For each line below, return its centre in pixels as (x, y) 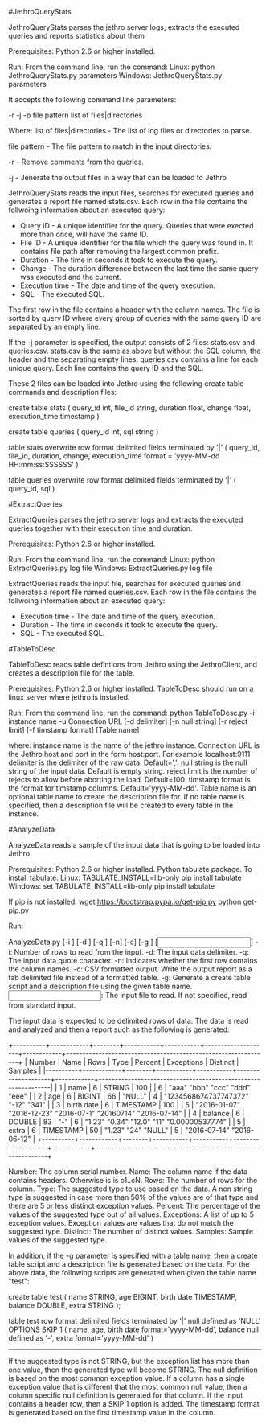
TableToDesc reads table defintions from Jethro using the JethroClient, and (133, 664)
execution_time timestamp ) (54, 416)
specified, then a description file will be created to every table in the (121, 805)
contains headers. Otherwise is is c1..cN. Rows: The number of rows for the (133, 1180)
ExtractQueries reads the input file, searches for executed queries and (125, 583)
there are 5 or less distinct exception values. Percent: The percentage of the (135, 1206)
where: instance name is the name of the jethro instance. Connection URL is (134, 745)
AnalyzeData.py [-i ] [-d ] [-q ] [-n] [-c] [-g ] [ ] (131, 942)
